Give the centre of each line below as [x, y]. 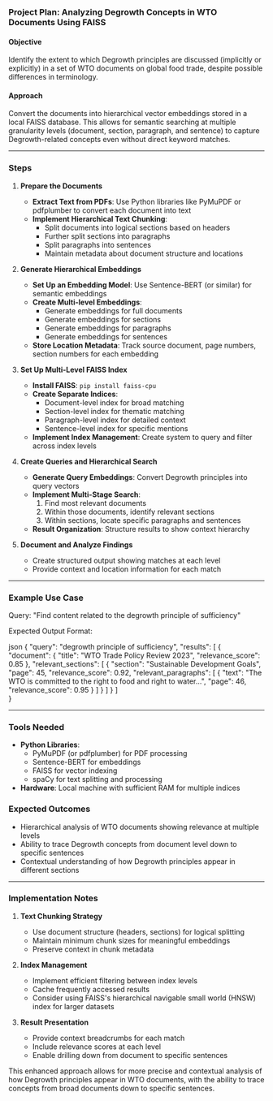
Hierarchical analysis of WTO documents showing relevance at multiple [140, 827]
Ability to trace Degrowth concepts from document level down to [128, 844]
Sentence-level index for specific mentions [116, 428]
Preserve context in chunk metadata [93, 949]
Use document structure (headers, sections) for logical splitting [139, 931]
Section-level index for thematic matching [115, 411]
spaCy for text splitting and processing [97, 779]
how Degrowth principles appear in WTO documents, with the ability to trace [136, 1079]
